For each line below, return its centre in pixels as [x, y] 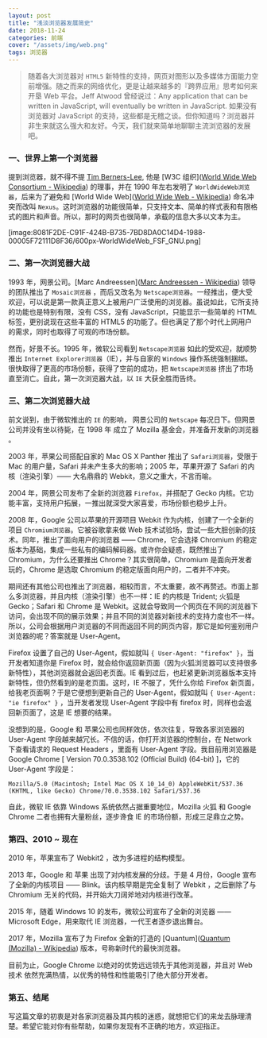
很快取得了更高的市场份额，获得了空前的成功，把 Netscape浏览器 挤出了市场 [131, 368]
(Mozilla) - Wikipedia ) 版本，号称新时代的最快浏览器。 [97, 948]
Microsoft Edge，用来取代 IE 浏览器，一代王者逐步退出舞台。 [108, 921]
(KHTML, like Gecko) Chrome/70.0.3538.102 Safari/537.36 [104, 791]
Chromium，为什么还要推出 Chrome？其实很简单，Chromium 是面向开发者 [130, 559]
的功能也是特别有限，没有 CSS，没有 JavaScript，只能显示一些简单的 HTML [133, 311]
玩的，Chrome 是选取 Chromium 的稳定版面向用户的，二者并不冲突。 [121, 569]
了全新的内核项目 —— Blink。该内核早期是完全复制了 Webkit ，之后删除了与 [132, 885]
